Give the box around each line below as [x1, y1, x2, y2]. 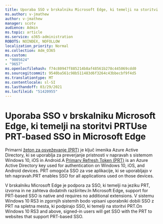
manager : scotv [5, 21, 36, 26]
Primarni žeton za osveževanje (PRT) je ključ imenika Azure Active [5, 147, 138, 153]
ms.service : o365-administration [5, 35, 73, 40]
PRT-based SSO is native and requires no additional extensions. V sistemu [5, 193, 154, 199]
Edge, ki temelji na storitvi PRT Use [5, 120, 147, 132]
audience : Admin [5, 25, 38, 30]
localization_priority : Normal [5, 44, 69, 48]
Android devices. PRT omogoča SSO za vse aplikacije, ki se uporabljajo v [5, 168, 152, 174]
